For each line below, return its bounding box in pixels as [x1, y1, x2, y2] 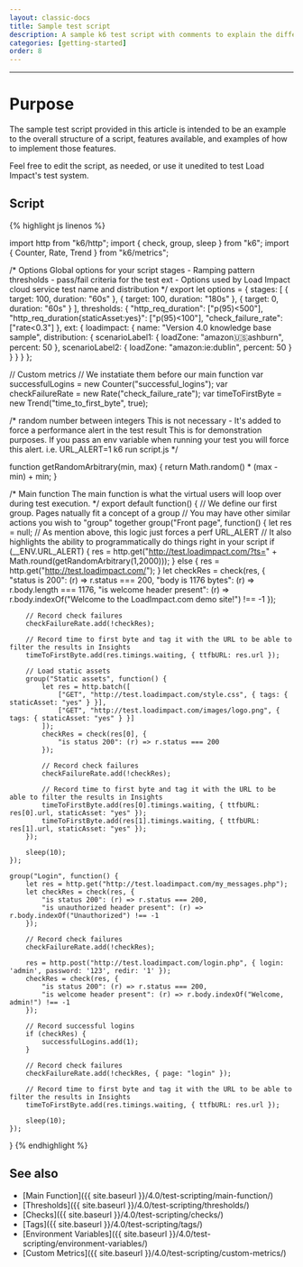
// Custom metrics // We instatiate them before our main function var [9, 369, 264, 380]
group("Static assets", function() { [25, 674, 168, 684]
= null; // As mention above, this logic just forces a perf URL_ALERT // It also [9, 527, 292, 537]
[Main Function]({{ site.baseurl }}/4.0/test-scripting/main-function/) [22, 1189, 273, 1200]
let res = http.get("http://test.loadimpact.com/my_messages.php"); [25, 879, 289, 888]
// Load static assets [25, 666, 111, 675]
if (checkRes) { [25, 1029, 87, 1038]
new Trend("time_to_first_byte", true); [9, 398, 149, 409]
